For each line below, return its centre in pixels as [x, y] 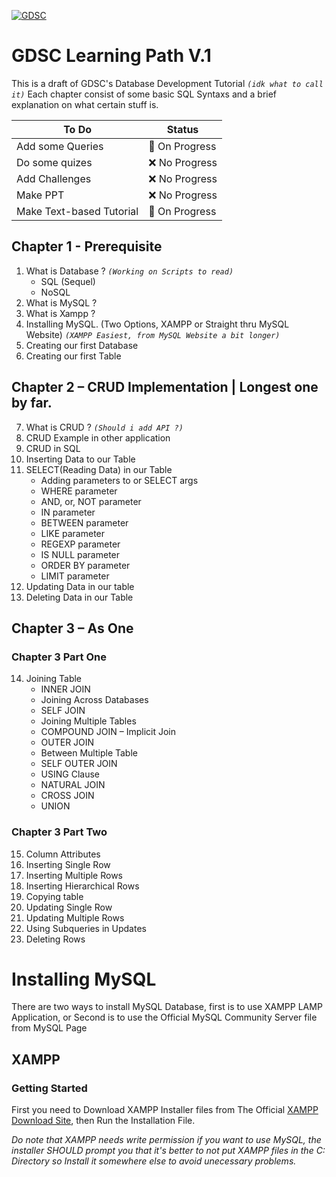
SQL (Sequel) [68, 281]
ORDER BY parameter [85, 565]
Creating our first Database [82, 345]
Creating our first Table [73, 356]
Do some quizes [54, 162]
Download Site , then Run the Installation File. [103, 1121]
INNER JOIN [65, 689]
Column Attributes [63, 854]
